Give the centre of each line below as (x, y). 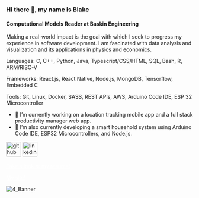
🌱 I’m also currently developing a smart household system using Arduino (103, 127)
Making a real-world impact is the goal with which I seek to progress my (94, 37)
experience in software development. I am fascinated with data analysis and (99, 43)
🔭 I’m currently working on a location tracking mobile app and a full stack (104, 115)
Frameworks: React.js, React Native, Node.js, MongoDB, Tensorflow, (90, 79)
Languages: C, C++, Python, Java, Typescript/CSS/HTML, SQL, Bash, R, (94, 61)
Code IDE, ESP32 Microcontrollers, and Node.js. (73, 134)
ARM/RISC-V (22, 67)
